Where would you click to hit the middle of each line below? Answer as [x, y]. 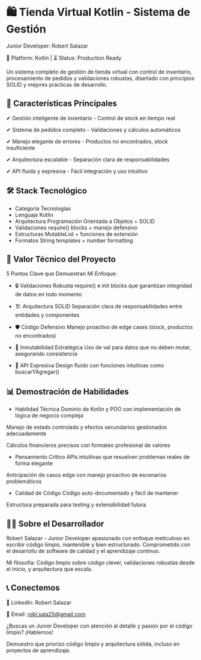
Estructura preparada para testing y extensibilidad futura [76, 505]
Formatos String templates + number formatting [74, 240]
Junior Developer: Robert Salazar [47, 46]
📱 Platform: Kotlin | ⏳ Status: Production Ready [64, 58]
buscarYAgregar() [37, 372]
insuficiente [21, 148]
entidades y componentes [47, 315]
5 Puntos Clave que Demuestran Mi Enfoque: [61, 274]
